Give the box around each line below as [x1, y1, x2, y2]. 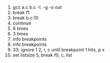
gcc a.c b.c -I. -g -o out [12, 4, 62, 10]
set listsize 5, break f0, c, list [12, 52, 72, 58]
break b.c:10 [12, 15, 39, 20]
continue [12, 20, 31, 26]
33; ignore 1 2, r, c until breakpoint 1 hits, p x [12, 47, 105, 52]
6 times [12, 25, 29, 31]
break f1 [12, 9, 30, 15]
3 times [12, 31, 29, 36]
